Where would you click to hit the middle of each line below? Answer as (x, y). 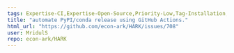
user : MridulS (28, 33)
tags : (15, 13)
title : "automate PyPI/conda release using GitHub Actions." (98, 20)
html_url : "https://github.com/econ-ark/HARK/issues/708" (93, 26)
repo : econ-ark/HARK (37, 39)
